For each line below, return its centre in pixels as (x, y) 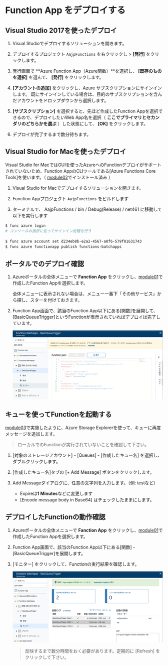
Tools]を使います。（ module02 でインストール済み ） (59, 177)
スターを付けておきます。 (56, 300)
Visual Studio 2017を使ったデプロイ (61, 30)
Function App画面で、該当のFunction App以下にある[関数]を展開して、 (85, 311)
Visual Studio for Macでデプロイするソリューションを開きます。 (78, 188)
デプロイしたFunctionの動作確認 (55, 517)
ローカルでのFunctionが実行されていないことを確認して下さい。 (83, 444)
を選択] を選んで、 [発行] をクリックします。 (58, 77)
